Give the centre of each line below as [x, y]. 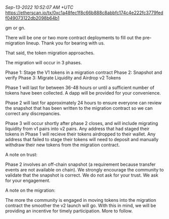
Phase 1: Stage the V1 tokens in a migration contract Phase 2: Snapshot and [84, 72]
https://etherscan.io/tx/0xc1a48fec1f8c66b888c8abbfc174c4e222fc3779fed [84, 13]
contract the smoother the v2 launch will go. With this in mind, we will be [81, 205]
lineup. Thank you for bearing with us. [65, 43]
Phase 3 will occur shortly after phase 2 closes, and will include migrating [82, 123]
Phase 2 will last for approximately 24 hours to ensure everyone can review [83, 103]
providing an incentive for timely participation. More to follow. [69, 211]
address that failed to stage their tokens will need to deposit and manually [82, 139]
